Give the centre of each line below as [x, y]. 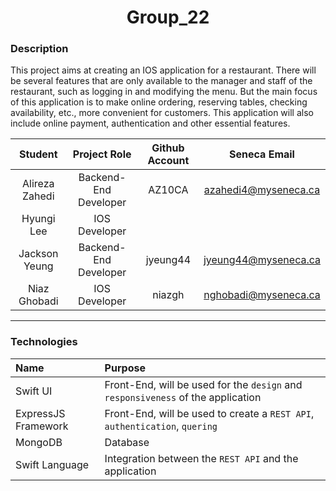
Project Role [102, 154]
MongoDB [39, 442]
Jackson [38, 254]
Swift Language [52, 464]
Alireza [38, 184]
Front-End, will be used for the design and [203, 384]
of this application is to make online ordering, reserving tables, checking [159, 102]
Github [168, 148]
